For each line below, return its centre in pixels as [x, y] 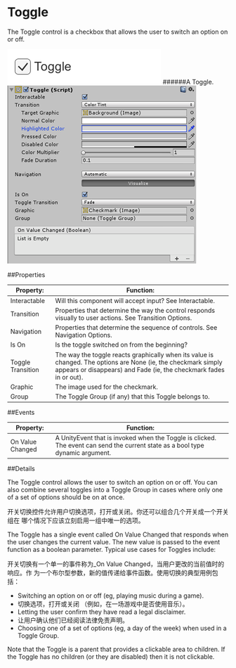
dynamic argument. [83, 453]
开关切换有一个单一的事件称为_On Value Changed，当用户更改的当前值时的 [116, 564]
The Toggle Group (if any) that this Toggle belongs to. [132, 397]
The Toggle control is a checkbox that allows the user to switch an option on [118, 32]
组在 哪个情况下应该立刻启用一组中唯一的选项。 [76, 520]
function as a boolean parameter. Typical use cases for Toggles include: [112, 549]
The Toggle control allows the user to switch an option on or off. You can [112, 482]
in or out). [69, 377]
